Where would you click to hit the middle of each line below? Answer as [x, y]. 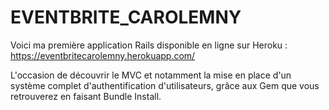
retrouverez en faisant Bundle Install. [86, 96]
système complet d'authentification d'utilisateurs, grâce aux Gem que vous [165, 85]
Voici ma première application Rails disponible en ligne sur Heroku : [149, 45]
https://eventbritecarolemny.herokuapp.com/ [103, 55]
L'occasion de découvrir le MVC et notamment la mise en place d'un [151, 75]
